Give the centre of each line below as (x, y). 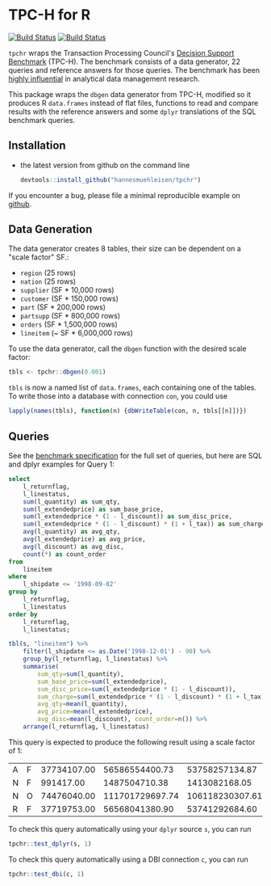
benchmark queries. (42, 120)
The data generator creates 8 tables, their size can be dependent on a (125, 249)
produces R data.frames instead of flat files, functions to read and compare (133, 103)
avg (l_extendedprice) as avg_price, (85, 539)
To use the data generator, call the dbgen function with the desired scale (127, 348)
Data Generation (50, 229)
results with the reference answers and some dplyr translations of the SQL (132, 112)
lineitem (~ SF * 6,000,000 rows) (76, 333)
